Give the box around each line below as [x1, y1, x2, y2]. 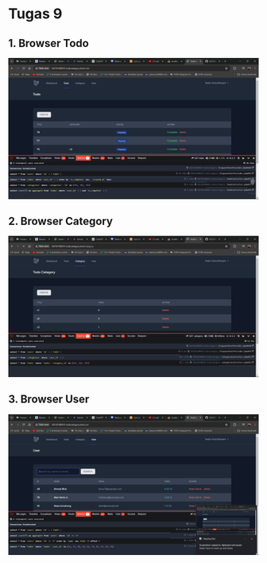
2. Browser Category [8, 214, 114, 227]
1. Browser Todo [8, 37, 89, 50]
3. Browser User [8, 393, 90, 406]
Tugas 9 [8, 5, 63, 23]
